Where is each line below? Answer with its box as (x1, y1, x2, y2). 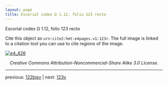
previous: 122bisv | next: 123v (5, 74, 66, 80)
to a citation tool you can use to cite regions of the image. (5, 40, 124, 46)
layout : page (5, 7, 32, 12)
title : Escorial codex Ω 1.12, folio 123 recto (5, 12, 106, 17)
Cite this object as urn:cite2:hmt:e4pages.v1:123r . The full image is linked (5, 35, 158, 41)
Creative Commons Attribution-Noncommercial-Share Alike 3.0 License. (9, 60, 158, 66)
